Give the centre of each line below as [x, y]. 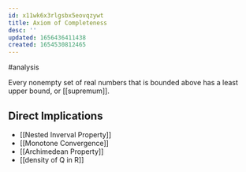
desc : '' [22, 30]
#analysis [24, 67]
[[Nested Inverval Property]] [65, 134]
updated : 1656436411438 [47, 37]
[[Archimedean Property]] [61, 151]
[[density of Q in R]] [52, 159]
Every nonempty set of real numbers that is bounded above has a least [123, 83]
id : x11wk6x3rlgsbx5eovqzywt [56, 15]
